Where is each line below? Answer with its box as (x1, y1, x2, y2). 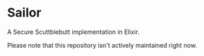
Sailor (7, 5, 42, 21)
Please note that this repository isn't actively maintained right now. (7, 41, 198, 49)
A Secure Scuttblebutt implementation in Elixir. (7, 28, 140, 36)
